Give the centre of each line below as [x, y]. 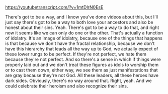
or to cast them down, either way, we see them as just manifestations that [81, 70]
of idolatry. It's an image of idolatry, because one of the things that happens [84, 38]
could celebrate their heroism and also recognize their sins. [67, 86]
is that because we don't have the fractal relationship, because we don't [80, 43]
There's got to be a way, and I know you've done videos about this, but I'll [82, 17]
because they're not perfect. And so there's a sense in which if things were [83, 59]
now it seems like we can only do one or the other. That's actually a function [84, 33]
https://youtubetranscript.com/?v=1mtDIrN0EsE [54, 7]
